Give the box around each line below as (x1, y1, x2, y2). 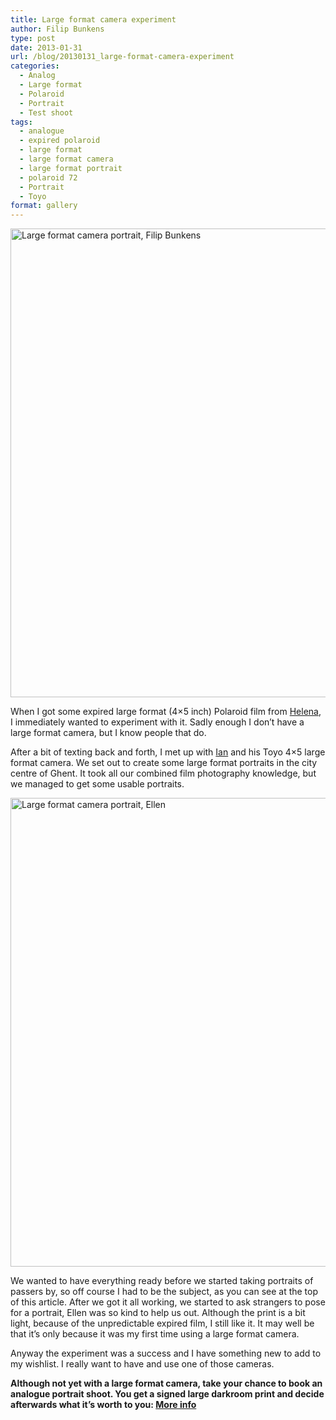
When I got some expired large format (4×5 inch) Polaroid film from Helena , (10, 706, 322, 718)
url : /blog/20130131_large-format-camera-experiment (10, 52, 235, 62)
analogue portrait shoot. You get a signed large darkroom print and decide (10, 1388, 325, 1400)
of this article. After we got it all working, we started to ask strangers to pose (10, 1296, 326, 1308)
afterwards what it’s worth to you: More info (10, 1399, 197, 1411)
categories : (10, 61, 60, 71)
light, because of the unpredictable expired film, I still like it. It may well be (10, 1317, 315, 1330)
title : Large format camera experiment (10, 14, 177, 25)
